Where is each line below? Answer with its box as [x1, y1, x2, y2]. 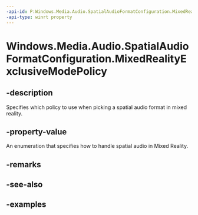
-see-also [6, 180, 43, 190]
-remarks [6, 160, 41, 170]
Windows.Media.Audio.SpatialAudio [6, 39, 190, 53]
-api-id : [6, 8, 28, 15]
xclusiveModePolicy [6, 64, 108, 78]
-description [6, 88, 53, 98]
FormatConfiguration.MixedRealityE [6, 52, 187, 65]
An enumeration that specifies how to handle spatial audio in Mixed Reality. [6, 143, 189, 150]
